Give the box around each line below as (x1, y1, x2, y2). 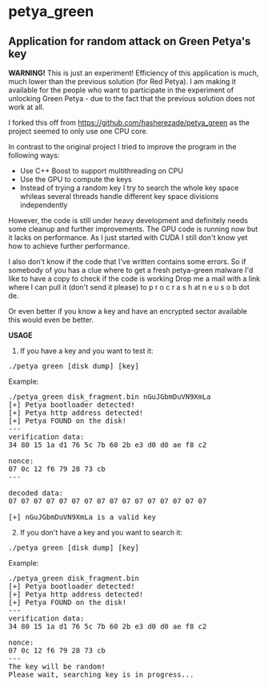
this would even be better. (8, 315, 94, 324)
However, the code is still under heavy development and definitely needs (8, 216, 248, 225)
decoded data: (8, 489, 64, 498)
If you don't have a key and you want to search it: (19, 528, 182, 537)
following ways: (8, 151, 60, 160)
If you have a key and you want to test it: (19, 346, 154, 356)
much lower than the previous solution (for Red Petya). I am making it (8, 77, 236, 86)
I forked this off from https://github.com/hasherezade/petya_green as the (8, 118, 250, 127)
